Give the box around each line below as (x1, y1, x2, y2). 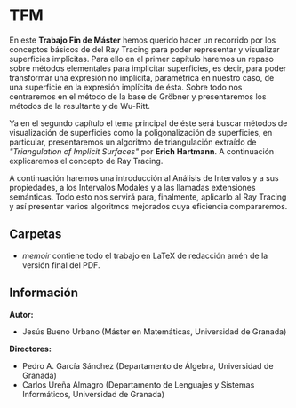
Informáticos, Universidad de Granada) (21, 388, 165, 399)
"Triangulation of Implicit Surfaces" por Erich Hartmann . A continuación (9, 145, 275, 156)
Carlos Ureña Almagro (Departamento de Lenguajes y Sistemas (21, 379, 255, 390)
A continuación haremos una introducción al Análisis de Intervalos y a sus (9, 172, 279, 183)
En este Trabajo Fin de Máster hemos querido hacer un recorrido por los (9, 35, 276, 45)
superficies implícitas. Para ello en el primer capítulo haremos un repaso (9, 53, 274, 64)
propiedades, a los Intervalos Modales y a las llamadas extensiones (9, 182, 256, 192)
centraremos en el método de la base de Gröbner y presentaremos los (9, 90, 267, 102)
